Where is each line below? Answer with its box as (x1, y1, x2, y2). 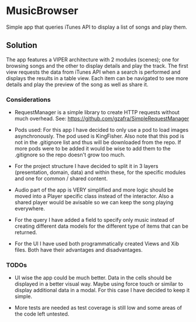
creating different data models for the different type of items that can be (14, 222, 188, 229)
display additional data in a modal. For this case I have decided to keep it (14, 287, 190, 294)
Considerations (6, 95, 51, 104)
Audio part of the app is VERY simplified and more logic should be (14, 186, 174, 194)
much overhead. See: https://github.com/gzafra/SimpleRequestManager (14, 115, 190, 122)
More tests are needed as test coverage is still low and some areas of (14, 304, 183, 311)
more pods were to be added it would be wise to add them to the (14, 145, 171, 152)
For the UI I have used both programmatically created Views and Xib (14, 240, 180, 247)
